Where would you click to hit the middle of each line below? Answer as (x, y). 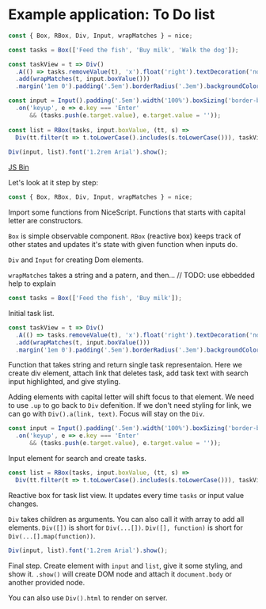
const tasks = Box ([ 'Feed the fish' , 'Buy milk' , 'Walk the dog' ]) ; (123, 50)
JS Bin (19, 167)
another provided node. (47, 582)
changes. (23, 504)
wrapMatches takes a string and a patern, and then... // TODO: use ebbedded (131, 276)
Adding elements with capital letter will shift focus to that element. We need (131, 397)
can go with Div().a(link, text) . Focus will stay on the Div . (106, 414)
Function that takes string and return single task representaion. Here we (125, 365)
